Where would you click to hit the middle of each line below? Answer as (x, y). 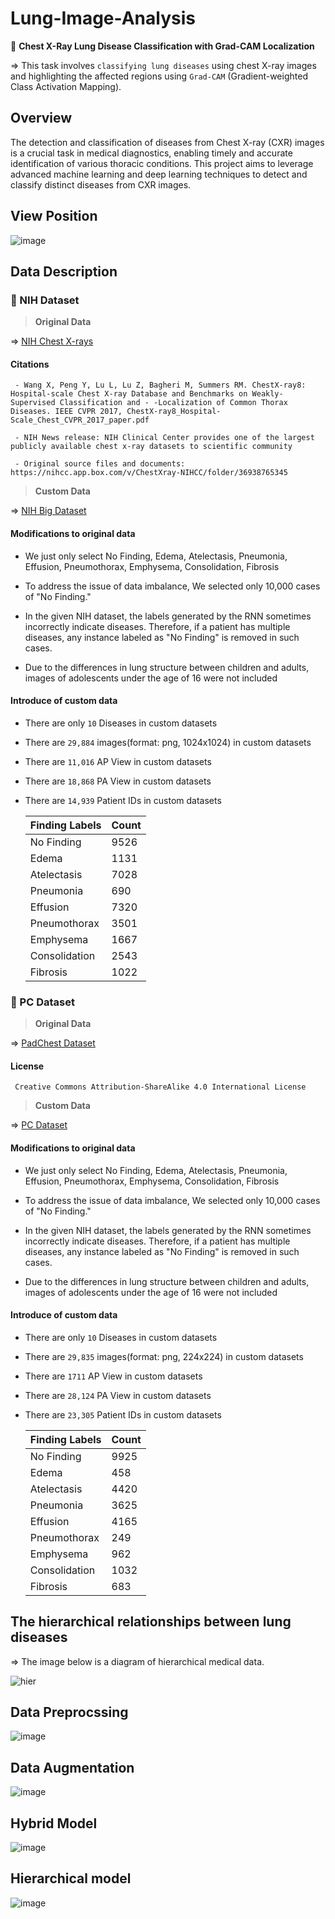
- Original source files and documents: (100, 464)
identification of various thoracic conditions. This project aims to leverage (162, 163)
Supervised (33, 403)
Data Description (64, 271)
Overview (41, 118)
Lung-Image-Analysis (103, 18)
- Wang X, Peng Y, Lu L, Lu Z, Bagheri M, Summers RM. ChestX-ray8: (160, 385)
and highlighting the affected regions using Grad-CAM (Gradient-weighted (159, 76)
